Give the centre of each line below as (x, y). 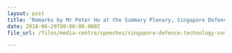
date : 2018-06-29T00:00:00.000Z (54, 26)
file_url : (21, 33)
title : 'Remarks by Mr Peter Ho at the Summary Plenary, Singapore (106, 20)
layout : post (26, 13)
